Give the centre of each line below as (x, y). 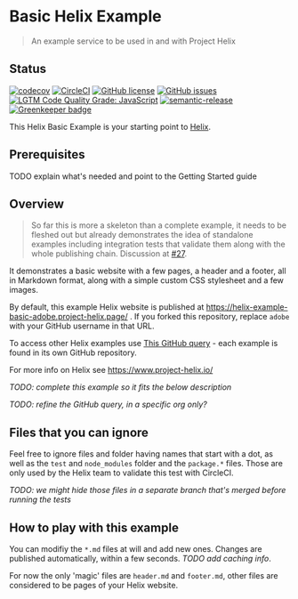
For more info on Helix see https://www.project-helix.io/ (111, 370)
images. (24, 290)
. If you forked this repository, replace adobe (209, 317)
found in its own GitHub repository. (73, 352)
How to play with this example (94, 527)
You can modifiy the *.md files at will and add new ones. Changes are (136, 549)
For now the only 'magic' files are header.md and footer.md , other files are (144, 575)
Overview (37, 203)
